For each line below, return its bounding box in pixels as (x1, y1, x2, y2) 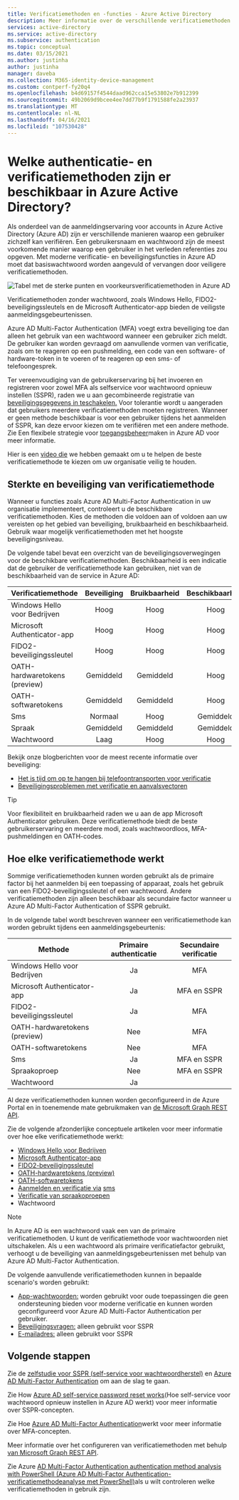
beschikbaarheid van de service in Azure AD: (7, 571, 140, 580)
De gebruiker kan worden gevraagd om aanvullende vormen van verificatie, (7, 339, 229, 348)
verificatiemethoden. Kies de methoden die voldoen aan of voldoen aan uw (7, 512, 228, 521)
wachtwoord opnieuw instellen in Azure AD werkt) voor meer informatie (7, 1398, 218, 1406)
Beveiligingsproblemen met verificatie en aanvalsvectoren (17, 782, 188, 791)
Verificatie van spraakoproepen (17, 1191, 110, 1200)
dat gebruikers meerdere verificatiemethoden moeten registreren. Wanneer (7, 406, 228, 415)
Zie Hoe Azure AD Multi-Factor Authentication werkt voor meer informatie (7, 1419, 222, 1427)
